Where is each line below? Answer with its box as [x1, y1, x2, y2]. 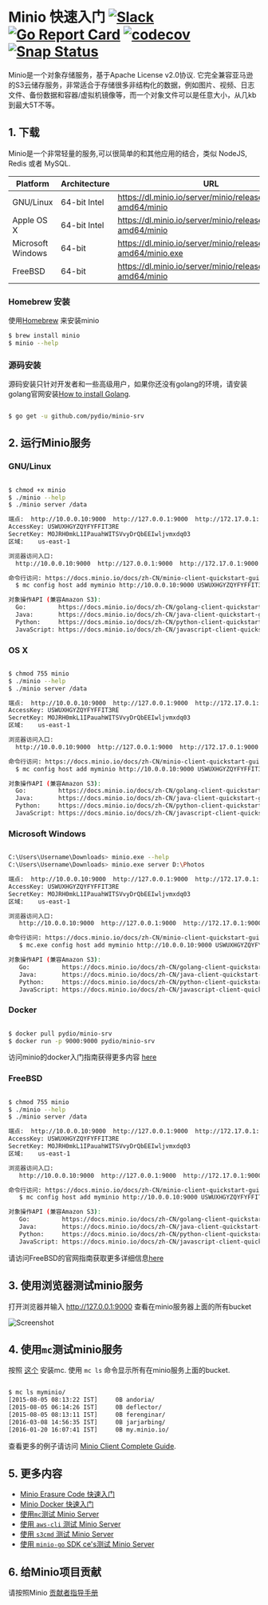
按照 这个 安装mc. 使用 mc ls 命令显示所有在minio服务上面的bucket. [8, 1366, 231, 1375]
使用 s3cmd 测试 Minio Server [19, 1530, 114, 1539]
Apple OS [12, 214, 48, 226]
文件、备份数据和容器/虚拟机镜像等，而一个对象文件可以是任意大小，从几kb [8, 90, 257, 99]
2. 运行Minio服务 [8, 436, 92, 450]
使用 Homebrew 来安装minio [8, 316, 100, 326]
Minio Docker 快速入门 [19, 1499, 94, 1509]
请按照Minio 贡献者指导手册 [8, 1588, 99, 1598]
